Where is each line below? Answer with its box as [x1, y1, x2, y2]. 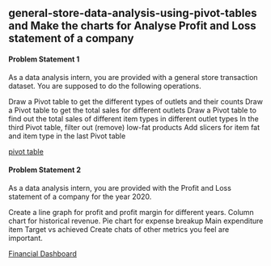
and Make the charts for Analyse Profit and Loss [8, 19, 256, 33]
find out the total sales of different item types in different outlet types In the [8, 113, 259, 124]
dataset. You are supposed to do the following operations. [8, 81, 202, 91]
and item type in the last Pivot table [8, 131, 126, 141]
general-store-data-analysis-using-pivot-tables [8, 6, 257, 20]
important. [8, 233, 43, 243]
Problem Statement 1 [8, 54, 80, 64]
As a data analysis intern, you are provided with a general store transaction [8, 72, 258, 82]
